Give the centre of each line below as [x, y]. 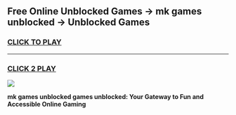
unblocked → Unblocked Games [79, 23]
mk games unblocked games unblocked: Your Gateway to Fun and [106, 96]
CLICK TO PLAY [34, 43]
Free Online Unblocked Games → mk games [105, 11]
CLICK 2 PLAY [32, 68]
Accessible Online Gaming [47, 104]
